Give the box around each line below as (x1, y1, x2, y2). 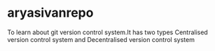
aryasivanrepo (7, 5, 94, 21)
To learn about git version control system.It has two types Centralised (7, 28, 208, 36)
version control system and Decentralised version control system (7, 35, 195, 43)
